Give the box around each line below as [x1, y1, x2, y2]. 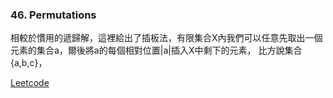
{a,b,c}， [10, 57, 48, 69]
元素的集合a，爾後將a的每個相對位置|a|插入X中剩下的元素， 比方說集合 [10, 44, 303, 57]
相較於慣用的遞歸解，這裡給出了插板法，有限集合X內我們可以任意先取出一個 [10, 32, 323, 44]
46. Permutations [10, 8, 97, 22]
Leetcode [10, 77, 50, 89]
